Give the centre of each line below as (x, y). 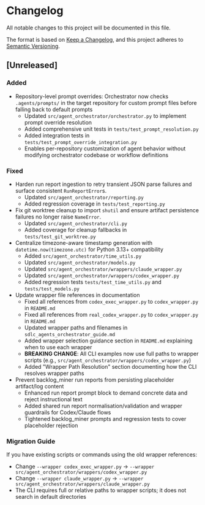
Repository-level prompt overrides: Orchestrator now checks (92, 96)
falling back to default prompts (54, 109)
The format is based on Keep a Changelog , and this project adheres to (95, 39)
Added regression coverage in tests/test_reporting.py (95, 204)
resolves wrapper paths (54, 373)
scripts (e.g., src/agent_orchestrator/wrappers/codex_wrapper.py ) (108, 360)
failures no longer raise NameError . (58, 217)
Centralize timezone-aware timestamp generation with (84, 242)
